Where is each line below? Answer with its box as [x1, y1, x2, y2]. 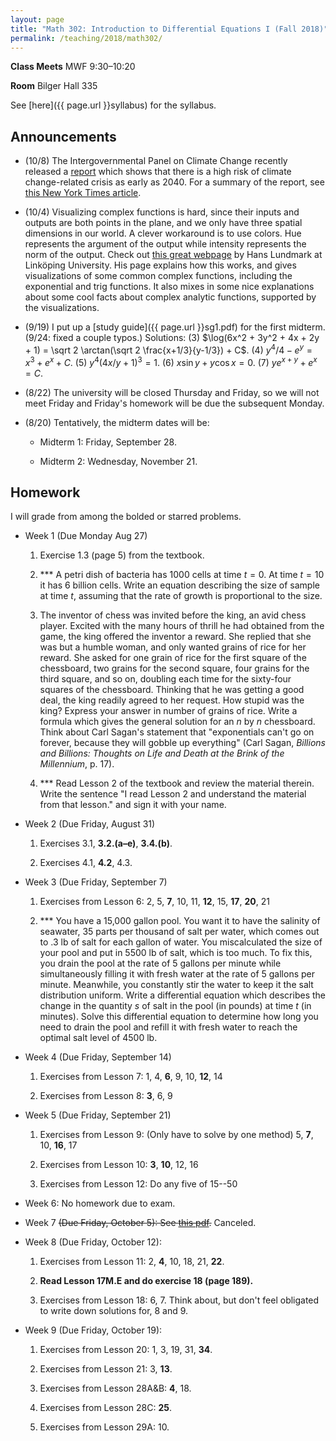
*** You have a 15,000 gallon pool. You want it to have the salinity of [39, 915, 321, 927]
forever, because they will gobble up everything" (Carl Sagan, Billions [39, 737, 326, 749]
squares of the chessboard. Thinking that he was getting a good [39, 684, 305, 696]
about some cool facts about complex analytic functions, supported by [24, 291, 317, 303]
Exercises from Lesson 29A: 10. [39, 1421, 170, 1433]
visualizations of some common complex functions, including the [24, 270, 293, 282]
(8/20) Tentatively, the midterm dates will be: [24, 416, 210, 428]
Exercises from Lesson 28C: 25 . [39, 1402, 173, 1414]
